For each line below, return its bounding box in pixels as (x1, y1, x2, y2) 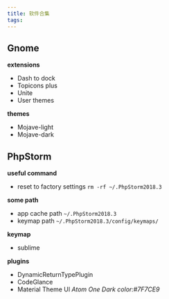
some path (7, 196, 39, 205)
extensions (7, 60, 40, 69)
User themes (17, 96, 54, 105)
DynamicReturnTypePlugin (17, 271, 94, 279)
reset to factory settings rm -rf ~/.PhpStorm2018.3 (17, 182, 162, 191)
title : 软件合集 (7, 10, 50, 17)
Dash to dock (17, 74, 55, 83)
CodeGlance (17, 278, 53, 287)
